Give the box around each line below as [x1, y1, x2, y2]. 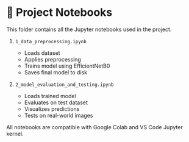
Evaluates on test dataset [24, 99, 88, 106]
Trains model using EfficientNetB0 [24, 62, 110, 69]
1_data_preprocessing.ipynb [15, 38, 87, 44]
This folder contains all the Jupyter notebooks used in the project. [6, 26, 172, 33]
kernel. [6, 130, 24, 137]
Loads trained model [24, 92, 76, 99]
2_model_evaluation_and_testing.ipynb [15, 82, 114, 88]
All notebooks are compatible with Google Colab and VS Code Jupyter [6, 123, 183, 130]
